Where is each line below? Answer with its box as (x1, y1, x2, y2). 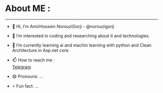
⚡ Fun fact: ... (12, 83, 39, 89)
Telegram (12, 64, 32, 70)
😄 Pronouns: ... (12, 73, 44, 79)
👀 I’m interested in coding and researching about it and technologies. (12, 32, 150, 39)
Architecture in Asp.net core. (12, 47, 70, 53)
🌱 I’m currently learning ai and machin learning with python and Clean (12, 42, 152, 48)
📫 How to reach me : (12, 57, 55, 63)
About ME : (5, 3, 51, 14)
